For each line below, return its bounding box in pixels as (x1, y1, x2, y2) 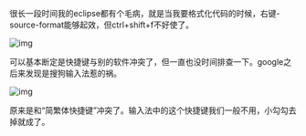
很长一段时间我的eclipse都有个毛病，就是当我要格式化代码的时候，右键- (9, 8, 280, 18)
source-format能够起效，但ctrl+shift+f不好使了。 (9, 19, 195, 30)
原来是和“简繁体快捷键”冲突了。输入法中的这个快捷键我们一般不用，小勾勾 (9, 105, 290, 116)
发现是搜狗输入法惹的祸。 (25, 68, 121, 78)
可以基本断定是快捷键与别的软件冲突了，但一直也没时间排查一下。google (9, 57, 284, 67)
